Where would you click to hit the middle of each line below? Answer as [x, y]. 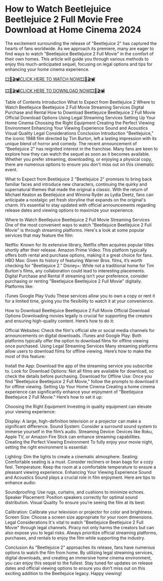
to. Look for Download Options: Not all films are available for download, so [80, 371]
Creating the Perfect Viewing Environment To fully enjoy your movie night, [79, 442]
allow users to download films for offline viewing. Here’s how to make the [78, 351]
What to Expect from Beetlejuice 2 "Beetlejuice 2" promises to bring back [79, 179]
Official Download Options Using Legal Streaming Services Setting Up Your [80, 117]
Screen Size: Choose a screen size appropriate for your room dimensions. [79, 517]
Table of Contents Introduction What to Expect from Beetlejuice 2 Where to [80, 102]
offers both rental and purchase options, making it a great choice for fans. [79, 255]
